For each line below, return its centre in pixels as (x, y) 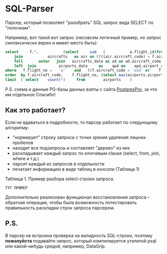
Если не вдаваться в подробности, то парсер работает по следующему (82, 122)
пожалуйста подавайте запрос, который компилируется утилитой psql (81, 241)
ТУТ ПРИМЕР (16, 188)
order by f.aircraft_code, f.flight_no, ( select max (65, 75)
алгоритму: (17, 127)
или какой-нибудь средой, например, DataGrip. (55, 246)
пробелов (23, 142)
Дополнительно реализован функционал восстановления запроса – (78, 197)
